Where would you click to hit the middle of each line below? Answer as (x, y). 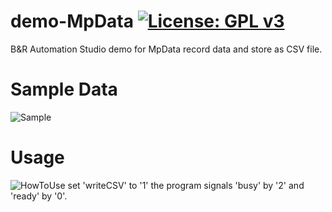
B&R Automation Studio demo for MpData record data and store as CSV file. (166, 49)
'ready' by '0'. (39, 196)
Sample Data (64, 89)
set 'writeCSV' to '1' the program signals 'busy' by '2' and (186, 185)
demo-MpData (72, 21)
